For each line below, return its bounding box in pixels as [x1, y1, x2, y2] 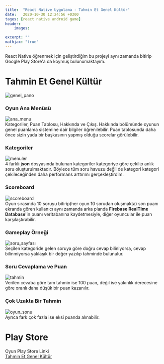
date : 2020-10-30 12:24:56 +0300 [5, 12, 79, 17]
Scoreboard [5, 184, 34, 191]
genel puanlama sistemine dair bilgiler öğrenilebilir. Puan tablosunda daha [5, 126, 156, 132]
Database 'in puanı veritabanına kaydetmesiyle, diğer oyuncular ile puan [5, 211, 153, 217]
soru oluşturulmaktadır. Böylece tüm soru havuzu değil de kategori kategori [5, 166, 159, 172]
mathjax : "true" [5, 39, 39, 45]
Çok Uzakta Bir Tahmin [5, 297, 62, 304]
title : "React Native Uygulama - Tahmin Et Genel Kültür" [5, 7, 130, 12]
